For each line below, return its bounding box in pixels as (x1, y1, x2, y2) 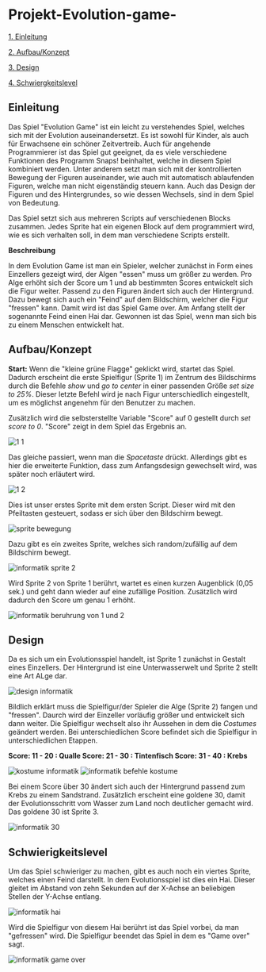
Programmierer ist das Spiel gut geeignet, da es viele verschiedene (8, 147, 227, 156)
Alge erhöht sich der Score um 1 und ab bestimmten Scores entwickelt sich (8, 278, 253, 287)
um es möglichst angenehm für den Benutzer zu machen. (8, 398, 196, 407)
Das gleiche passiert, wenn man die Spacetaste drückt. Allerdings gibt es (8, 452, 248, 462)
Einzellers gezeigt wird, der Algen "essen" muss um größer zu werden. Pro (8, 269, 253, 279)
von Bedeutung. (8, 198, 61, 207)
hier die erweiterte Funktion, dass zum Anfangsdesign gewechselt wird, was (8, 460, 257, 470)
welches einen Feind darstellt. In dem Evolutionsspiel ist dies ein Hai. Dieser (8, 875, 256, 885)
